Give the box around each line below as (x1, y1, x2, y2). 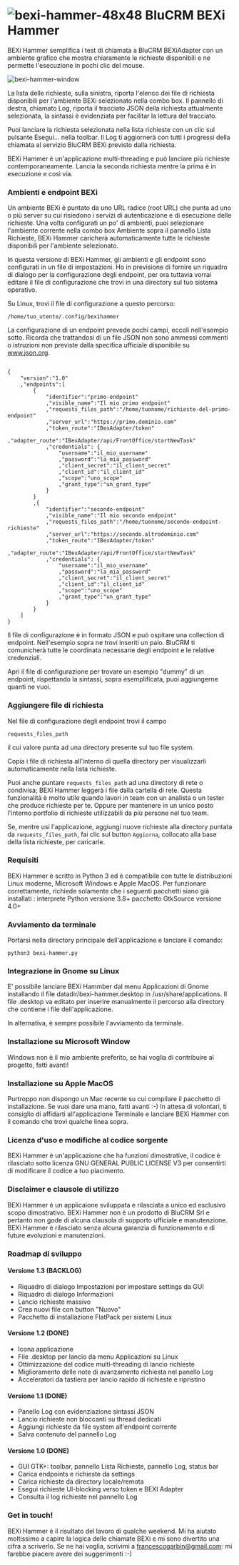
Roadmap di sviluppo (7, 1249, 82, 1259)
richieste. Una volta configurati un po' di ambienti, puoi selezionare (7, 218, 205, 228)
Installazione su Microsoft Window (7, 1037, 131, 1047)
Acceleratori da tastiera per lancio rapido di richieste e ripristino (17, 1374, 205, 1384)
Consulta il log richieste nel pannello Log (17, 1492, 138, 1501)
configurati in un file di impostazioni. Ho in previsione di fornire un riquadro (7, 263, 228, 271)
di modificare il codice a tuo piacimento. (7, 1167, 126, 1175)
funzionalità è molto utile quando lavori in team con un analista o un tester (7, 793, 225, 802)
